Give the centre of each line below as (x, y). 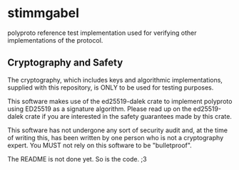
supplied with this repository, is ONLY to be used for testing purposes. (111, 87)
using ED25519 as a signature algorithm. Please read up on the (100, 109)
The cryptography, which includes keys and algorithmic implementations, (115, 80)
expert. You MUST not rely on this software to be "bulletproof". (100, 145)
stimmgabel (44, 13)
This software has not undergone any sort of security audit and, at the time (118, 130)
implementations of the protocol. (55, 40)
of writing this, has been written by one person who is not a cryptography (115, 137)
